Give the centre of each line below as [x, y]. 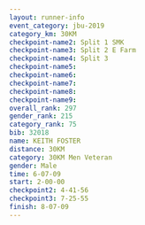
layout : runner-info [47, 17]
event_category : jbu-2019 [57, 26]
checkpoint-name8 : [43, 91]
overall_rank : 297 [43, 108]
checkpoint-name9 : [43, 100]
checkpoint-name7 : [43, 83]
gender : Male [33, 166]
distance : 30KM [37, 149]
